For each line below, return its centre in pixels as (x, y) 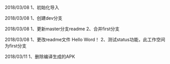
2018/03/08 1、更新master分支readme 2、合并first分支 (62, 29)
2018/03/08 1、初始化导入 (32, 7)
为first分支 (16, 46)
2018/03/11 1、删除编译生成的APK (40, 56)
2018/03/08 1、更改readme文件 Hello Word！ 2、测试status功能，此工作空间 (85, 40)
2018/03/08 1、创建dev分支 (34, 18)
